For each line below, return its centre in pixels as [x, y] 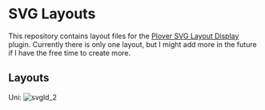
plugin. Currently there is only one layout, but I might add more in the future [133, 44]
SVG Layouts [52, 14]
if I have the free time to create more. [70, 53]
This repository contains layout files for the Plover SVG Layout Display [124, 36]
